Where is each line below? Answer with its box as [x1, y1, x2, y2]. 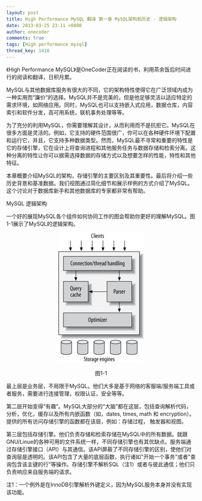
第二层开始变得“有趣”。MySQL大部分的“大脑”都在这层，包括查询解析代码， [6, 402, 192, 409]
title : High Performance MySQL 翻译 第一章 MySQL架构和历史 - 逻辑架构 [6, 16, 177, 22]
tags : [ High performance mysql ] [6, 42, 87, 48]
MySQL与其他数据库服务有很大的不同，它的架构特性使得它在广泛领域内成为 [6, 86, 194, 93]
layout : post [6, 10, 39, 16]
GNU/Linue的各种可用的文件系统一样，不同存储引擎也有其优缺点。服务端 [6, 438, 186, 445]
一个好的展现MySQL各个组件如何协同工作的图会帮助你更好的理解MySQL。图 [6, 213, 195, 220]
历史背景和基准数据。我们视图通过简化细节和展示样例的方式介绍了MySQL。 [6, 179, 194, 187]
